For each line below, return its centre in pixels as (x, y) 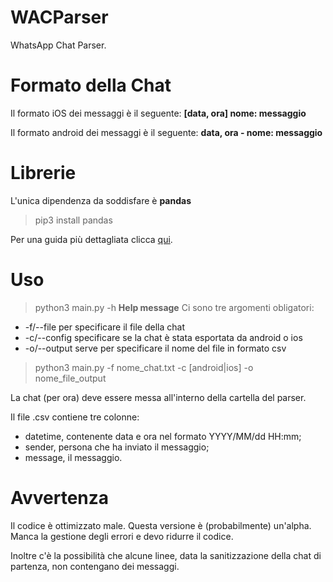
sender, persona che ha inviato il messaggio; (117, 447)
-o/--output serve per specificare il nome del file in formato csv (155, 348)
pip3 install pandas (73, 220)
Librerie (43, 173)
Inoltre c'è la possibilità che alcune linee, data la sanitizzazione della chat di (166, 555)
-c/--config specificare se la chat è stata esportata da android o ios (163, 337)
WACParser (59, 17)
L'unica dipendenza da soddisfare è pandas (101, 200)
